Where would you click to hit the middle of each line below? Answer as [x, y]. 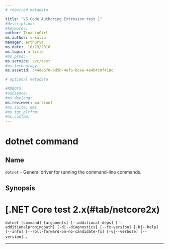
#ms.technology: [22, 66]
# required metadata [27, 10]
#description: [20, 24]
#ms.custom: [18, 117]
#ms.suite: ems [21, 107]
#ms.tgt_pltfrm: [22, 112]
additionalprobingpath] [30, 227]
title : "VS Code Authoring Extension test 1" [54, 19]
